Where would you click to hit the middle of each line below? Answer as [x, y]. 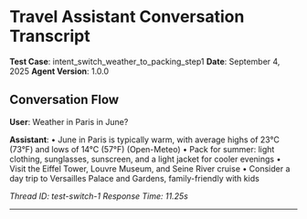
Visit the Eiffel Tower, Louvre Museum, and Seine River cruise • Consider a [150, 168]
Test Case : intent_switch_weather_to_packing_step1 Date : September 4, [145, 61]
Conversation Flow [64, 100]
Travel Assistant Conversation [127, 17]
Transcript [50, 36]
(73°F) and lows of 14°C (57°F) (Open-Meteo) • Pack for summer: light [142, 149]
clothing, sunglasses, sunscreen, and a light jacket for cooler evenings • [145, 159]
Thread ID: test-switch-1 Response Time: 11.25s [99, 196]
